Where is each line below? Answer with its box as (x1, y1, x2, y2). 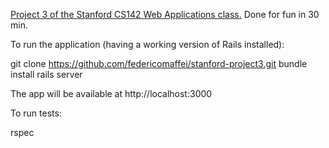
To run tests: (10, 107, 62, 119)
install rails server (10, 69, 83, 80)
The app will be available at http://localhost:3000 (10, 88, 213, 99)
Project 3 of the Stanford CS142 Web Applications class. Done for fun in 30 (10, 9, 320, 20)
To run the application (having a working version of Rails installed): (10, 39, 285, 50)
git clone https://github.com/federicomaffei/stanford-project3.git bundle (10, 58, 308, 69)
